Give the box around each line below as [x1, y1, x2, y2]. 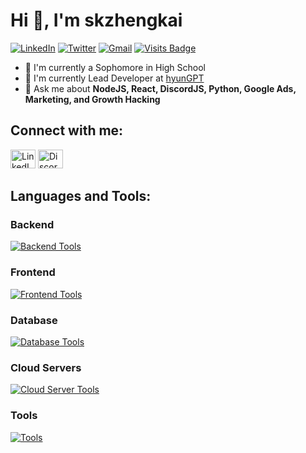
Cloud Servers [10, 360, 82, 374]
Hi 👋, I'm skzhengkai [10, 9, 183, 32]
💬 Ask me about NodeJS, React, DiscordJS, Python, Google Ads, [24, 82, 297, 94]
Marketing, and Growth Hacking [24, 93, 161, 105]
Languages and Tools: [10, 188, 152, 205]
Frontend [10, 265, 56, 279]
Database [10, 313, 58, 327]
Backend [10, 218, 55, 232]
